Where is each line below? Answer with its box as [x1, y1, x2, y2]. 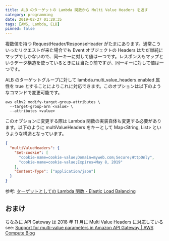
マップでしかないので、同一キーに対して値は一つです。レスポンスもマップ [5, 54, 159, 60]
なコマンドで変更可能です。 [5, 90, 63, 96]
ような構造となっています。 [9, 131, 67, 137]
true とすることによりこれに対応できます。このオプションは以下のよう [15, 83, 161, 89]
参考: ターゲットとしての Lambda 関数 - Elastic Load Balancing [5, 188, 136, 194]
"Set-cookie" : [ [14, 150, 49, 155]
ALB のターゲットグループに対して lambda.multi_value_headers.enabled [5, 77, 155, 83]
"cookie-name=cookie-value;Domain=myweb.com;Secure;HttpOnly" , [18, 155, 155, 160]
